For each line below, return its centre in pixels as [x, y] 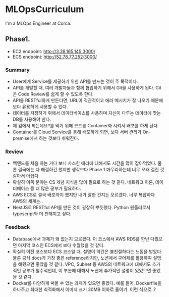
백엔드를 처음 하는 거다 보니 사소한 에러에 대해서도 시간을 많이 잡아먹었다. [84, 163]
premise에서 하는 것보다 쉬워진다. [46, 138]
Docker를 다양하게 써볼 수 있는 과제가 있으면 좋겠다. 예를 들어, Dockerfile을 [87, 283]
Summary [18, 70]
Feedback [18, 227]
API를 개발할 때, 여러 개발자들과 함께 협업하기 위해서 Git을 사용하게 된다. [83, 88]
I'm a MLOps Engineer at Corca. [38, 23]
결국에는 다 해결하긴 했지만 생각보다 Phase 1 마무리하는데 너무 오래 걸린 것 [91, 170]
